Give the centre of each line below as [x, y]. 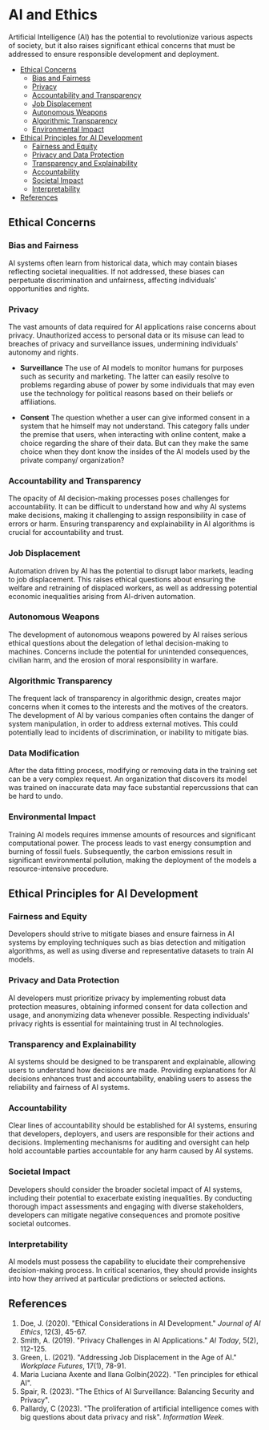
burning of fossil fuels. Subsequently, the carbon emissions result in [120, 851]
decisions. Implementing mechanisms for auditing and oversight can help [129, 1142]
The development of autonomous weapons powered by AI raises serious [128, 634]
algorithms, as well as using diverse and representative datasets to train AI [131, 951]
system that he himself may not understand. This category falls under [134, 426]
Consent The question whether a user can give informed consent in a [135, 417]
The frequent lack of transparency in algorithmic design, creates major [125, 699]
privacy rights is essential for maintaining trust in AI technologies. [116, 1023]
